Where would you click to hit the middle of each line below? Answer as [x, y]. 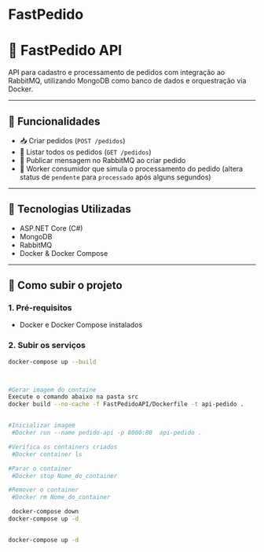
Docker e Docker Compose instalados [81, 325]
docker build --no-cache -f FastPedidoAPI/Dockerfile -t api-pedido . [126, 404]
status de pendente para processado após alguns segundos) [115, 177]
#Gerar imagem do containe [52, 390]
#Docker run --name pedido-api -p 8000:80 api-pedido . [106, 433]
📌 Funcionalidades [54, 121]
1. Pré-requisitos [40, 308]
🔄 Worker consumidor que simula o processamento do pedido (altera [131, 169]
